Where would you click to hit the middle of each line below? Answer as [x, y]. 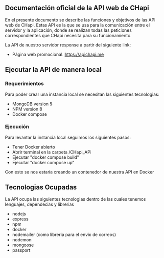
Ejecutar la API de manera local [53, 70]
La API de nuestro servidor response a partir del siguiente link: [68, 45]
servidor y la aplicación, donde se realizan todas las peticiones [69, 30]
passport [21, 250]
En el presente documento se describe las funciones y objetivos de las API [80, 20]
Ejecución [17, 127]
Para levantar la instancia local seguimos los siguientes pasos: [68, 137]
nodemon [22, 239]
